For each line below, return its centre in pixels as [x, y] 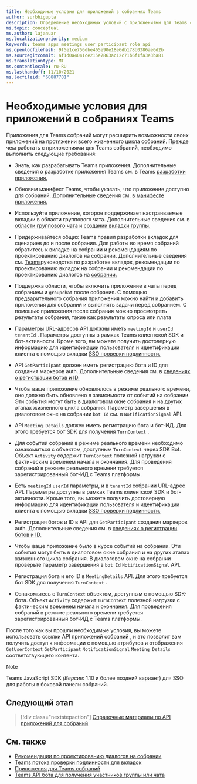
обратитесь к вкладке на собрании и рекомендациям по [86, 250]
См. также [26, 742]
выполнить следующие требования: [51, 154]
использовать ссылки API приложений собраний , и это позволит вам [94, 637]
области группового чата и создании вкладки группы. [82, 226]
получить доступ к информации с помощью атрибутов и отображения [94, 643]
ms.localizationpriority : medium [47, 39]
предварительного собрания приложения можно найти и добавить [99, 298]
